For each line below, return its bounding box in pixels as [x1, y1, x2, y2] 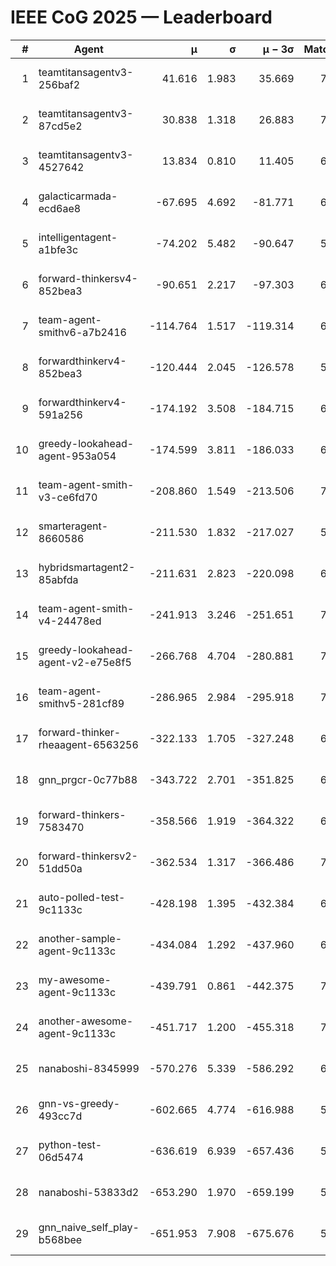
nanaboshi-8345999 [38, 1061, 140, 1075]
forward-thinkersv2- [38, 849, 138, 863]
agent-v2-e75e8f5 [38, 655, 132, 669]
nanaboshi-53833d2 [38, 1185, 140, 1199]
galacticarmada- [38, 189, 118, 203]
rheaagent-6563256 [38, 737, 139, 751]
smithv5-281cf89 [38, 696, 125, 710]
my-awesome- [38, 972, 112, 986]
